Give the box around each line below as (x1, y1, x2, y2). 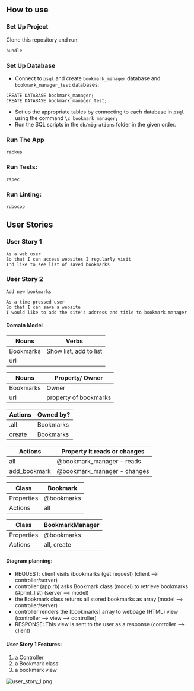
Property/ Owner (54, 374, 103, 382)
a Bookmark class (14, 660, 59, 667)
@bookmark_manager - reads (56, 457, 141, 466)
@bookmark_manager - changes (56, 467, 150, 475)
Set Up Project (6, 23, 49, 31)
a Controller (14, 654, 44, 661)
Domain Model (6, 322, 43, 329)
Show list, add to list (46, 347, 103, 355)
